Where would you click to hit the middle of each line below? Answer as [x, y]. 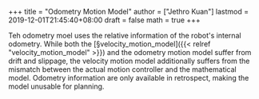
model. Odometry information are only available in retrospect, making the [129, 78]
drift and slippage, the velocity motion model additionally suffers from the [129, 61]
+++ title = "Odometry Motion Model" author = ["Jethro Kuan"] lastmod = [129, 12]
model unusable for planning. [56, 86]
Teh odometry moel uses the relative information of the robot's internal [125, 36]
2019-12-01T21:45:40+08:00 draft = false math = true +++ [105, 20]
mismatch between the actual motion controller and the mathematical [123, 69]
